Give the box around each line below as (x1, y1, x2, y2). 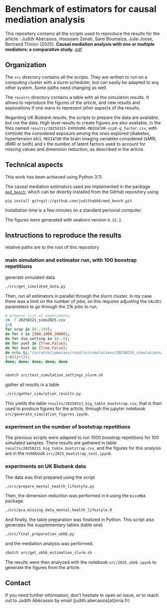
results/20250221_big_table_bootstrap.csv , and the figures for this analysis (5, 445, 162, 451)
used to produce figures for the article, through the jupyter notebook (5, 405, 146, 411)
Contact (5, 579, 31, 588)
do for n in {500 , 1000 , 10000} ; (5, 332, 70, 337)
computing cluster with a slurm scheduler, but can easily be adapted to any (5, 79, 159, 85)
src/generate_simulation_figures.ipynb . (5, 410, 89, 416)
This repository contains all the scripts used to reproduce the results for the (5, 30, 160, 36)
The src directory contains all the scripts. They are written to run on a (5, 74, 148, 80)
